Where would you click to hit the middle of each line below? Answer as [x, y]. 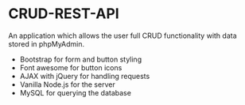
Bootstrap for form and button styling [80, 59]
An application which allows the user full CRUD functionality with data [122, 36]
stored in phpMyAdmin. [47, 43]
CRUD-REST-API [64, 14]
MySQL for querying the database [75, 92]
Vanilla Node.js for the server [67, 84]
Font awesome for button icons [71, 67]
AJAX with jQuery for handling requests [85, 76]
